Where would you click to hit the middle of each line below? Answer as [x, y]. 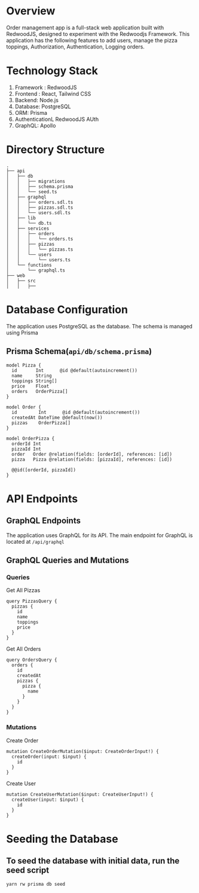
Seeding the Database [62, 839]
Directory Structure [56, 150]
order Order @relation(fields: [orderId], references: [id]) [92, 454]
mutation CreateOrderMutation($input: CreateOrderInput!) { [83, 751]
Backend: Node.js [36, 100]
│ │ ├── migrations [36, 181]
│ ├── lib [21, 218]
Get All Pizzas [23, 590]
